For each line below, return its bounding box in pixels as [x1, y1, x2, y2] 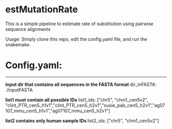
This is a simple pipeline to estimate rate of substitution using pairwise [5, 21, 154, 27]
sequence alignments [5, 26, 51, 32]
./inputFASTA [5, 86, 33, 93]
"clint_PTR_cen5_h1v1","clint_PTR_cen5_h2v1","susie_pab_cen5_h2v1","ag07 [5, 102, 165, 108]
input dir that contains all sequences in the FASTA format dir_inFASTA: [5, 81, 157, 87]
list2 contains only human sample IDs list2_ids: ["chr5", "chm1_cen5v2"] [5, 117, 160, 124]
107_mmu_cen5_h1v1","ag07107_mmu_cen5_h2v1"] [5, 107, 111, 114]
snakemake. [5, 41, 31, 47]
